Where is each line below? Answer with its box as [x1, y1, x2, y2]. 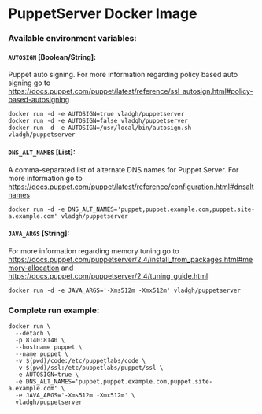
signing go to [8, 78, 51, 87]
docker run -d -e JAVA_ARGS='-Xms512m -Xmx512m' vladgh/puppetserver [8, 286, 242, 294]
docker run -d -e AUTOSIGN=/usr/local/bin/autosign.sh [8, 124, 192, 132]
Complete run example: [8, 305, 100, 316]
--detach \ [15, 330, 51, 338]
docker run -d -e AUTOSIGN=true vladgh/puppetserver [8, 110, 185, 118]
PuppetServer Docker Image [8, 5, 197, 23]
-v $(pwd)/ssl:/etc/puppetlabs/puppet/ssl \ [15, 364, 164, 372]
